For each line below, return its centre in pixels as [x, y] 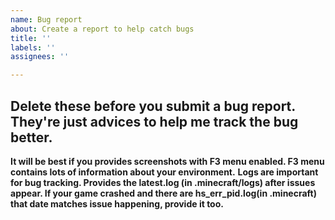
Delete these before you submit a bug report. [153, 106]
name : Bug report [46, 19]
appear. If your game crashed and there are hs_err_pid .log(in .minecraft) [164, 193]
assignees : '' [40, 57]
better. [31, 137]
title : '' [31, 38]
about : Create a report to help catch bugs [102, 29]
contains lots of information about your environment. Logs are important [164, 172]
